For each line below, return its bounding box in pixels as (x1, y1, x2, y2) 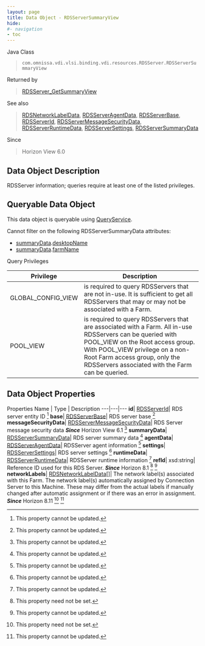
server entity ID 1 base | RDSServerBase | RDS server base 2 (7, 412, 156, 420)
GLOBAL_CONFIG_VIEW (10, 293, 78, 302)
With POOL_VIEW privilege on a (83, 345, 174, 354)
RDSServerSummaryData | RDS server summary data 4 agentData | (7, 433, 174, 441)
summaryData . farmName (15, 245, 80, 253)
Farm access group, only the (99, 353, 180, 361)
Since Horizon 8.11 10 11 (7, 496, 64, 504)
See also (7, 100, 29, 107)
